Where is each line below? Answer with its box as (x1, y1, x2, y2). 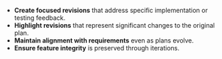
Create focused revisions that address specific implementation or (13, 6, 208, 14)
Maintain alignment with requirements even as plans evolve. (13, 36, 194, 45)
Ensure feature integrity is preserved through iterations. (13, 44, 179, 52)
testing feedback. (13, 14, 66, 22)
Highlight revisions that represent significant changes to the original (13, 21, 215, 29)
